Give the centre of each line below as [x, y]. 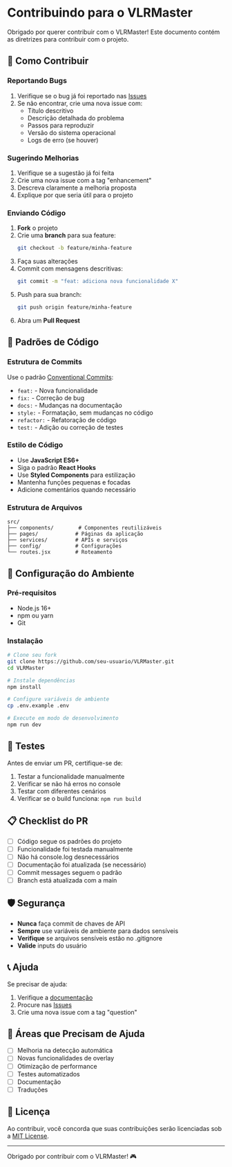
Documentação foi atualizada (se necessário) [81, 865]
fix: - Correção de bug [51, 398]
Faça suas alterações [47, 262]
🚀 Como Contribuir [48, 61]
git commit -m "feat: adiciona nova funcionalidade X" [98, 282]
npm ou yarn [35, 615]
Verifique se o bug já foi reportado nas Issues [82, 96]
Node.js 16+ [34, 608]
